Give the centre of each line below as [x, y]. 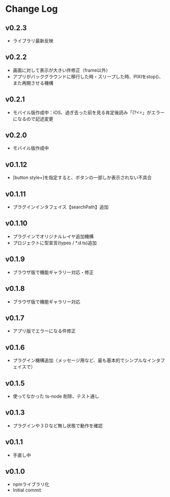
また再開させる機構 [33, 83]
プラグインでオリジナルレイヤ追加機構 [53, 236]
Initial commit [27, 490]
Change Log [31, 9]
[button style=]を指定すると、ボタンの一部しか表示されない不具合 [82, 178]
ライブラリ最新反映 [33, 41]
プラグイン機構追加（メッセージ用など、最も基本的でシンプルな [80, 360]
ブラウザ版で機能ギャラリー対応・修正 [53, 272]
